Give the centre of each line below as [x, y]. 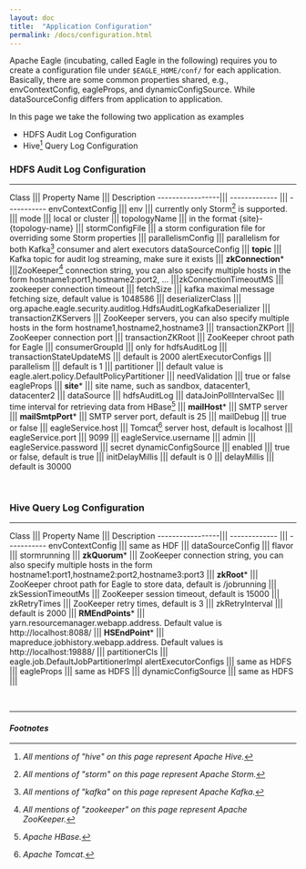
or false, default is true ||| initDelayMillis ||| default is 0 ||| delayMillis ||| [142, 457]
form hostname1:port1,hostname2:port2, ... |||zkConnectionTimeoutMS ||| [147, 279]
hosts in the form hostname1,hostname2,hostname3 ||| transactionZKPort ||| [152, 328]
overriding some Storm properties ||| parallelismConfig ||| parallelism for [145, 237]
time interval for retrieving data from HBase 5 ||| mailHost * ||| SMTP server [149, 406]
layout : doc [32, 18]
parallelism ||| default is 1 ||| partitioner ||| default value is [117, 367]
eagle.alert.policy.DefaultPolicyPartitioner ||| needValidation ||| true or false [150, 376]
